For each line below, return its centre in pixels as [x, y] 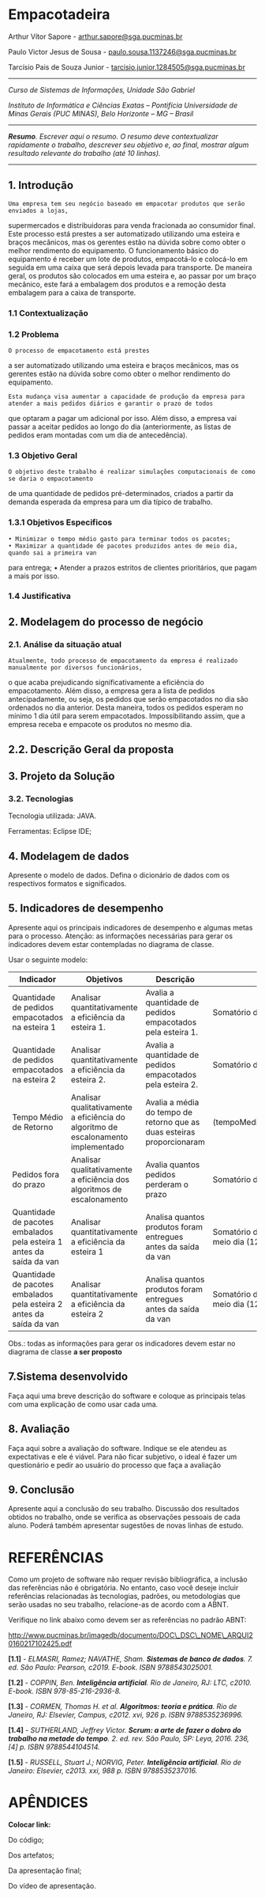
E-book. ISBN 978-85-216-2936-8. [65, 1692]
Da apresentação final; [45, 1871]
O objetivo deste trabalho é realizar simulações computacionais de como [132, 472]
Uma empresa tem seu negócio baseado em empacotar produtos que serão [127, 203]
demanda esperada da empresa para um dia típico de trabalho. [110, 502]
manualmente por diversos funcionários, [76, 668]
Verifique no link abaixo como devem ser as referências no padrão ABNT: [127, 1620]
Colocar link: [30, 1824]
